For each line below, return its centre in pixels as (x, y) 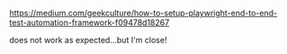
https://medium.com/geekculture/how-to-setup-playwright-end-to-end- (143, 13)
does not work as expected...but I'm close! (88, 40)
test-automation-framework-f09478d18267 (90, 22)
